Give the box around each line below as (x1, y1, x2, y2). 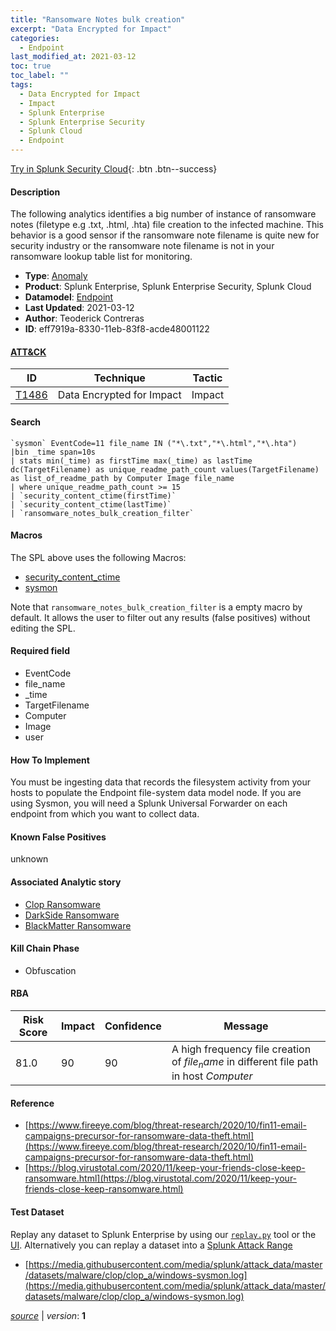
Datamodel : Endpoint (24, 291, 114, 303)
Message (223, 1019, 269, 1033)
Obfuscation (24, 964, 77, 976)
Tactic (192, 371, 223, 385)
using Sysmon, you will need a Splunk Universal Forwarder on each (10, 797, 288, 810)
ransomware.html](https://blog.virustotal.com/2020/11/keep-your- (24, 1172, 298, 1185)
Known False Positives (10, 831, 107, 843)
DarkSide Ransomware (24, 909, 120, 921)
